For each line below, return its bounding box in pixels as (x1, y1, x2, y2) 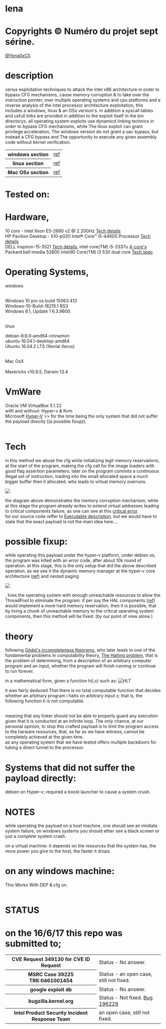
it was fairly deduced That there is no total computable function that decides (5, 687, 161, 693)
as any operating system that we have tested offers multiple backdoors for (5, 739, 157, 745)
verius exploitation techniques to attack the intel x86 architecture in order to (5, 86, 160, 92)
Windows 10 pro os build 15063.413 (5, 297, 78, 303)
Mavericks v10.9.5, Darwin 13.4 (5, 368, 68, 375)
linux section (12, 160, 44, 167)
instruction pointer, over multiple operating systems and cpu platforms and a (5, 97, 161, 103)
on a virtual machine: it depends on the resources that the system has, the (5, 843, 157, 849)
